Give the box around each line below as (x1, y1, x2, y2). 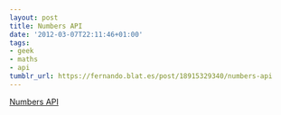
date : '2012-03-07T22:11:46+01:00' (9, 30, 144, 39)
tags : (9, 38, 30, 48)
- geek (9, 47, 34, 56)
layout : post (9, 13, 59, 22)
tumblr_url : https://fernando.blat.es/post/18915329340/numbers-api (9, 72, 273, 81)
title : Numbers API (9, 22, 83, 31)
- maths (9, 55, 39, 64)
